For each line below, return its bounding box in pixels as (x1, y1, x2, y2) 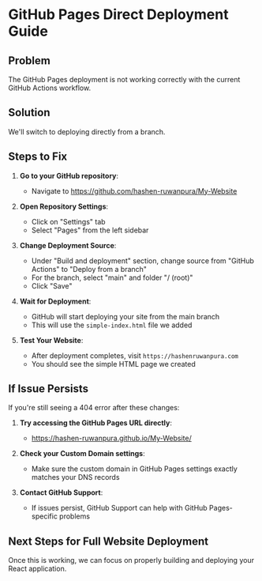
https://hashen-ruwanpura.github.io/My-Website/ (31, 433, 192, 443)
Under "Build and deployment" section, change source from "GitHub (31, 255, 254, 266)
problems (58, 511, 91, 521)
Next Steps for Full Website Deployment (8, 534, 209, 548)
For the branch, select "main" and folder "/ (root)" (31, 273, 193, 282)
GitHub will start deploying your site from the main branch (31, 311, 220, 321)
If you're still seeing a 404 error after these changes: (8, 403, 180, 413)
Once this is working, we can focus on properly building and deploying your (8, 556, 255, 565)
